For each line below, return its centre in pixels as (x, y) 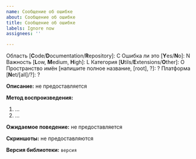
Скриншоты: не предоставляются (50, 139)
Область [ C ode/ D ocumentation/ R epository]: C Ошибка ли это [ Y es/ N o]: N (98, 56)
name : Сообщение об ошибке (39, 12)
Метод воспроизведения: (40, 98)
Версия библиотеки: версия (42, 150)
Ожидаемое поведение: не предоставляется (64, 127)
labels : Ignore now (30, 28)
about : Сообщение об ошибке (41, 17)
